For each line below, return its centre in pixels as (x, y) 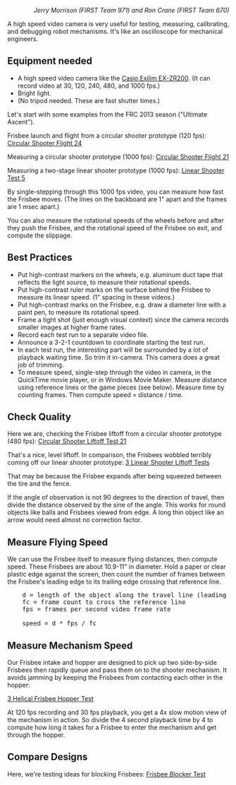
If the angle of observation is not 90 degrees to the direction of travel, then (116, 497)
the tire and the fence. (39, 484)
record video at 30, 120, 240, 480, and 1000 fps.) (89, 85)
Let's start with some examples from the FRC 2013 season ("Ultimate (107, 114)
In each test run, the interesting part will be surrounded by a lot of (113, 350)
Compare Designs (48, 757)
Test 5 (17, 178)
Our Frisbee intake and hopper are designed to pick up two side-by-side (112, 663)
